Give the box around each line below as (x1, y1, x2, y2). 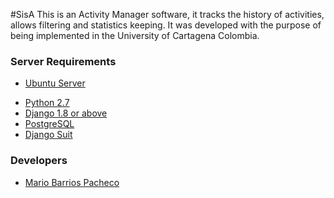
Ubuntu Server (24, 77, 86, 89)
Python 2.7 (24, 97, 70, 109)
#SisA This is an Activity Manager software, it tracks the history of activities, (10, 9, 325, 20)
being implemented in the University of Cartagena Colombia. (10, 30, 260, 41)
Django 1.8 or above (24, 107, 108, 119)
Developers (10, 154, 68, 168)
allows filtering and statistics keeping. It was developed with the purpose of (10, 19, 322, 31)
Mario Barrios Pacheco (24, 176, 120, 188)
